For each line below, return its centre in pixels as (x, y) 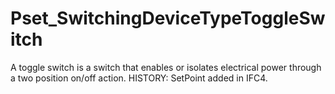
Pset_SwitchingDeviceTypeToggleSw (168, 18)
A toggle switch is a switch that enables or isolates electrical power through (166, 67)
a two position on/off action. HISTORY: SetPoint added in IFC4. (139, 78)
